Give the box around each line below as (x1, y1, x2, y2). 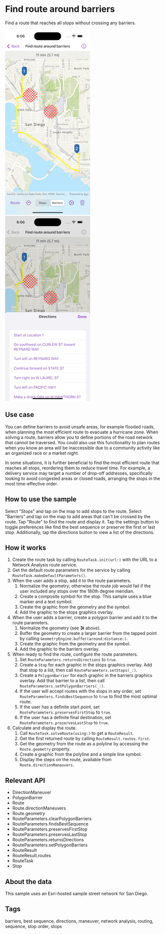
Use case (5, 411, 34, 419)
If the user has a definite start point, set (19, 704, 100, 710)
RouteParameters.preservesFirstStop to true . (19, 709, 112, 715)
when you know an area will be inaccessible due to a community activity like (5, 445, 160, 451)
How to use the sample (5, 495, 77, 504)
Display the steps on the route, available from (19, 757, 112, 763)
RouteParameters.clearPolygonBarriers (12, 816, 92, 822)
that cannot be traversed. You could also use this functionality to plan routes (5, 439, 160, 445)
